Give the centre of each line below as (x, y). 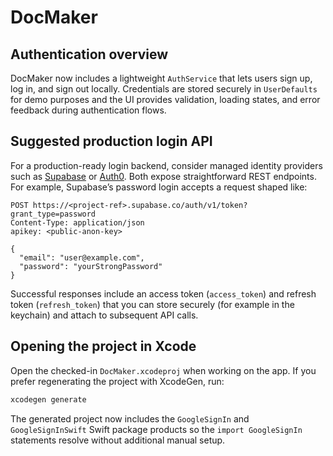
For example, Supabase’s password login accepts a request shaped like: (159, 187)
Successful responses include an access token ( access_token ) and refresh (163, 293)
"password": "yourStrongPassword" (91, 266)
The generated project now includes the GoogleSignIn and (130, 418)
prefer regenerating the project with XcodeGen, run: (117, 381)
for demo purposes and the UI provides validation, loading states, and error (165, 99)
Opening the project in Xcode (103, 346)
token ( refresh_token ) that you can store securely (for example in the (152, 304)
